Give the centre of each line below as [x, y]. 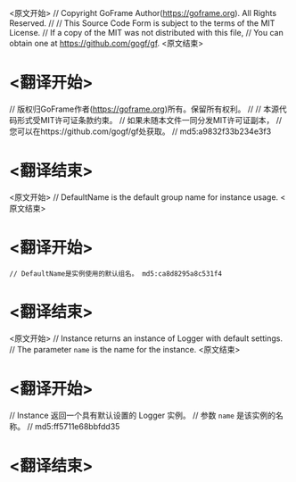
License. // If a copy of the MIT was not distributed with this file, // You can [146, 33]
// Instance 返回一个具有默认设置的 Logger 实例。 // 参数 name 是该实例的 [143, 415]
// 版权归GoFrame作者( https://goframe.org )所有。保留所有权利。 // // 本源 [144, 109]
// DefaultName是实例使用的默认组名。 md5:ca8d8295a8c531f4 [116, 274]
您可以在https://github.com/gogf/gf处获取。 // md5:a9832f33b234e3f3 [140, 131]
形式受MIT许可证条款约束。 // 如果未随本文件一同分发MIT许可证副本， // [149, 120]
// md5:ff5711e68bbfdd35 [73, 426]
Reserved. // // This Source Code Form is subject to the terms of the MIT [142, 23]
